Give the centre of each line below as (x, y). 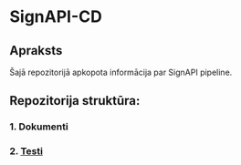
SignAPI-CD (56, 17)
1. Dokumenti (39, 127)
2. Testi (26, 151)
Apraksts (36, 51)
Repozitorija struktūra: (75, 101)
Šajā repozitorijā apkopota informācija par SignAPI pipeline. (121, 72)
